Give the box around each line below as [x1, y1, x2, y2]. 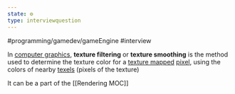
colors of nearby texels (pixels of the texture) [7, 65, 140, 74]
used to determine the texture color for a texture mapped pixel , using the [7, 57, 221, 66]
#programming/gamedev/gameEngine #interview [7, 36, 152, 45]
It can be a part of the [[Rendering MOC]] [7, 78, 129, 87]
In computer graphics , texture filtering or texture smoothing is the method [7, 50, 229, 59]
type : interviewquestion [7, 17, 81, 24]
